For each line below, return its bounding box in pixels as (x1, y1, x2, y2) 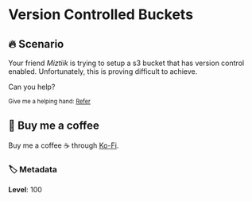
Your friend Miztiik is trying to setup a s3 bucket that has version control (8, 58, 245, 68)
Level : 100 (8, 185, 42, 195)
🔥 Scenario (8, 37, 64, 51)
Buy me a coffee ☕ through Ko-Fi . (8, 141, 119, 150)
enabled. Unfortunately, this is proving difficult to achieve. (8, 67, 198, 76)
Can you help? (8, 82, 56, 91)
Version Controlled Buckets (8, 6, 193, 24)
